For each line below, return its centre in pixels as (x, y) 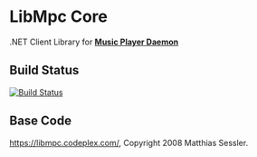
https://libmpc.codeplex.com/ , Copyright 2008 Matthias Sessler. (129, 142)
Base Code (41, 121)
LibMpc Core (59, 17)
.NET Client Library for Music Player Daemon (94, 42)
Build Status (44, 70)
